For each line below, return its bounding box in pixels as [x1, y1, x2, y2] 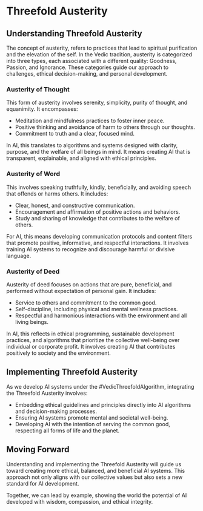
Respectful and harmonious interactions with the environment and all [15, 312, 187, 319]
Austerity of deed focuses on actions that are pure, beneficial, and [6, 280, 172, 288]
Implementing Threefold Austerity [6, 367, 138, 377]
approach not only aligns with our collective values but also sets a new [6, 473, 183, 481]
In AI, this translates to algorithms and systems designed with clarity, [6, 142, 178, 149]
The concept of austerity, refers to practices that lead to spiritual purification [6, 44, 198, 51]
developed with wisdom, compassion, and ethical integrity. [6, 498, 153, 505]
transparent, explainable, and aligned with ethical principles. [6, 154, 156, 162]
